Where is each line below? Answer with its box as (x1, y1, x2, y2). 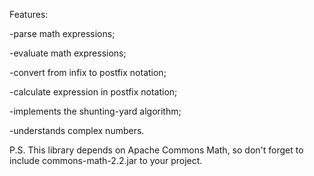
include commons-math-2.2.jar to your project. (9, 155, 203, 166)
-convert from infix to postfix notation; (9, 67, 167, 78)
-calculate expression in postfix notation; (9, 86, 178, 98)
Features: (9, 9, 49, 20)
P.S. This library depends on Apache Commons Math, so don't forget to (9, 144, 304, 156)
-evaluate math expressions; (9, 47, 127, 59)
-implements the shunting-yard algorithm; (9, 105, 182, 117)
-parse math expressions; (9, 28, 116, 39)
